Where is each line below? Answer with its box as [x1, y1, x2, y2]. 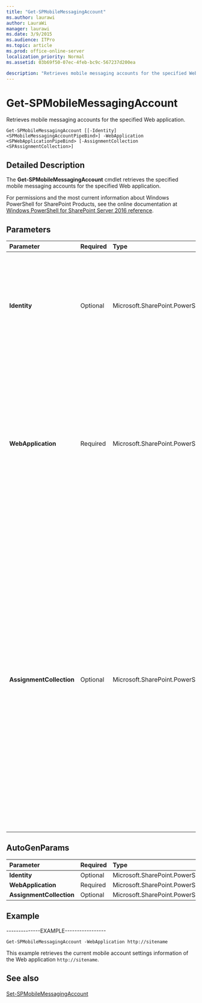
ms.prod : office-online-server [6, 48, 85, 54]
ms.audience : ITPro [6, 37, 55, 43]
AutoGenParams [6, 843, 70, 853]
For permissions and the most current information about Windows [6, 194, 170, 201]
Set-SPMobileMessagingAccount [6, 990, 88, 997]
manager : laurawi [6, 25, 50, 32]
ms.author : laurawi [6, 14, 55, 21]
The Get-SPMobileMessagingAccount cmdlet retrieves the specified [6, 176, 179, 183]
